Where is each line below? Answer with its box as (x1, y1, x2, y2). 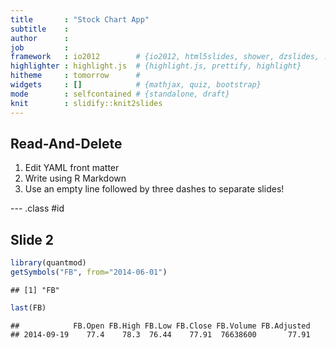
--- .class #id (10, 202, 65, 215)
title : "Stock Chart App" (10, 14, 150, 25)
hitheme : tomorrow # (10, 71, 141, 81)
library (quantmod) (10, 258, 87, 268)
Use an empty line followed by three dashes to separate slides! (24, 183, 285, 195)
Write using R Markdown (24, 172, 127, 185)
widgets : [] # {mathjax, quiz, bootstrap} (10, 80, 262, 90)
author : (10, 33, 70, 43)
